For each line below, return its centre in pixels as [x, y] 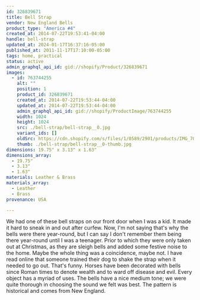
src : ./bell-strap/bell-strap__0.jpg [64, 128]
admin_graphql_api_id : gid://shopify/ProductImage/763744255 [94, 111]
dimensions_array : [29, 155]
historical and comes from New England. [56, 291]
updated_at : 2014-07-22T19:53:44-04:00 [66, 105]
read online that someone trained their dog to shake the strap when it [91, 260]
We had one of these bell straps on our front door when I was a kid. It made [99, 222]
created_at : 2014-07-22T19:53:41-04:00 [56, 34]
